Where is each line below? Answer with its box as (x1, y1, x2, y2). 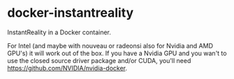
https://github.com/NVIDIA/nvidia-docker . (7, 64, 128, 72)
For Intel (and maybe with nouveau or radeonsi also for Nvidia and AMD (7, 41, 214, 50)
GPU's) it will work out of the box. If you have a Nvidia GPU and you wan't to (7, 49, 227, 57)
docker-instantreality (7, 5, 134, 21)
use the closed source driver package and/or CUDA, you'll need (7, 56, 191, 64)
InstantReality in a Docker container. (7, 28, 112, 36)
